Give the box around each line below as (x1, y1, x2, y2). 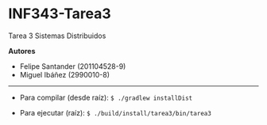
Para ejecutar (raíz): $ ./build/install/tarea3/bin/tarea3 (19, 108, 212, 117)
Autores (8, 46, 36, 55)
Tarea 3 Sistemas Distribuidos (8, 31, 106, 40)
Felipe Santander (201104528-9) (19, 61, 126, 71)
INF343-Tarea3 (8, 5, 111, 23)
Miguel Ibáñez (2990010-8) (19, 70, 110, 79)
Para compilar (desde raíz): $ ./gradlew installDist (19, 93, 193, 102)
